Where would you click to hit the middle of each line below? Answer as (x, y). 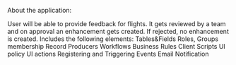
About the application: (40, 10)
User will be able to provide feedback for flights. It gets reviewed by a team (117, 24)
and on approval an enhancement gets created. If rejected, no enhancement (118, 31)
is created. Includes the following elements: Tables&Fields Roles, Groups (113, 39)
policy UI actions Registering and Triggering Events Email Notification (108, 54)
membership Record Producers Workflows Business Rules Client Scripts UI (117, 46)
